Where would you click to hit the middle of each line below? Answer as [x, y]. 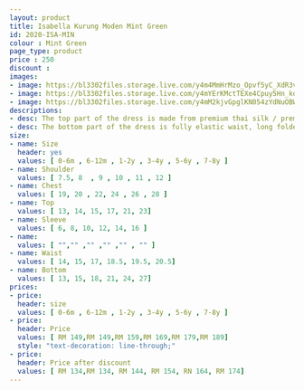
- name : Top [32, 203]
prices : [24, 287]
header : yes [40, 152]
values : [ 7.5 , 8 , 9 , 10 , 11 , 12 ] [95, 177]
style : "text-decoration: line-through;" [97, 346]
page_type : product [46, 52]
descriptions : [36, 110]
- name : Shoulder [42, 169]
